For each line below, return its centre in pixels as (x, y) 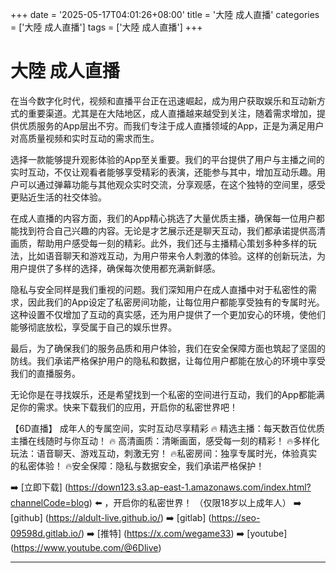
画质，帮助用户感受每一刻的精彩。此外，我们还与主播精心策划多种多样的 (159, 243)
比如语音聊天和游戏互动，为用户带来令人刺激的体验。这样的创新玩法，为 (176, 255)
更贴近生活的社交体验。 (58, 197)
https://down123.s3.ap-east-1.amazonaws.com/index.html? (190, 487)
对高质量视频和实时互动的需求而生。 (85, 138)
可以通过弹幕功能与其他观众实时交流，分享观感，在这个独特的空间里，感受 (172, 184)
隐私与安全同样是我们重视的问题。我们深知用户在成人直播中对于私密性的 (159, 289)
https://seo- (236, 517)
